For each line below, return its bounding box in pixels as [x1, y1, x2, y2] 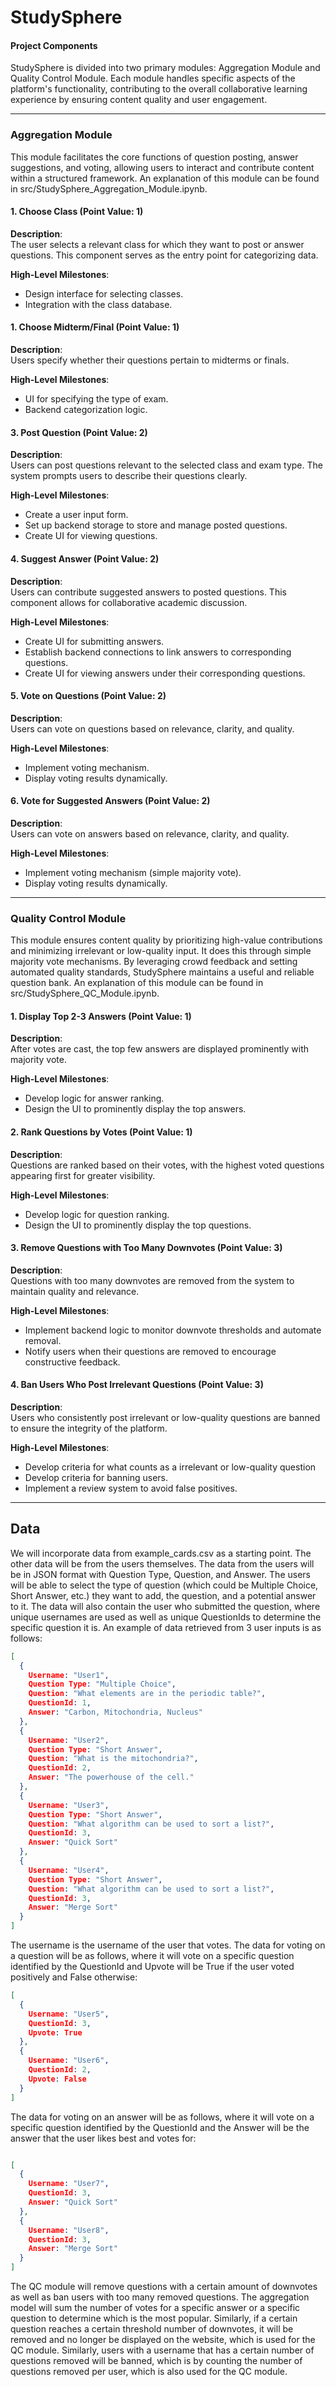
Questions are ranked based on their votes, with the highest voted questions [10, 1159, 325, 1171]
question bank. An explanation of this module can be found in [10, 977, 264, 989]
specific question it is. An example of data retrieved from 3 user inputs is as [10, 1621, 322, 1633]
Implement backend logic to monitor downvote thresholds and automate [24, 1324, 322, 1336]
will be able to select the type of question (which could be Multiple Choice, [10, 1579, 319, 1591]
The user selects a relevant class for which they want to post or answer [10, 238, 305, 250]
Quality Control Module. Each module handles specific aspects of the [10, 72, 296, 85]
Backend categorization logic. [24, 404, 148, 416]
